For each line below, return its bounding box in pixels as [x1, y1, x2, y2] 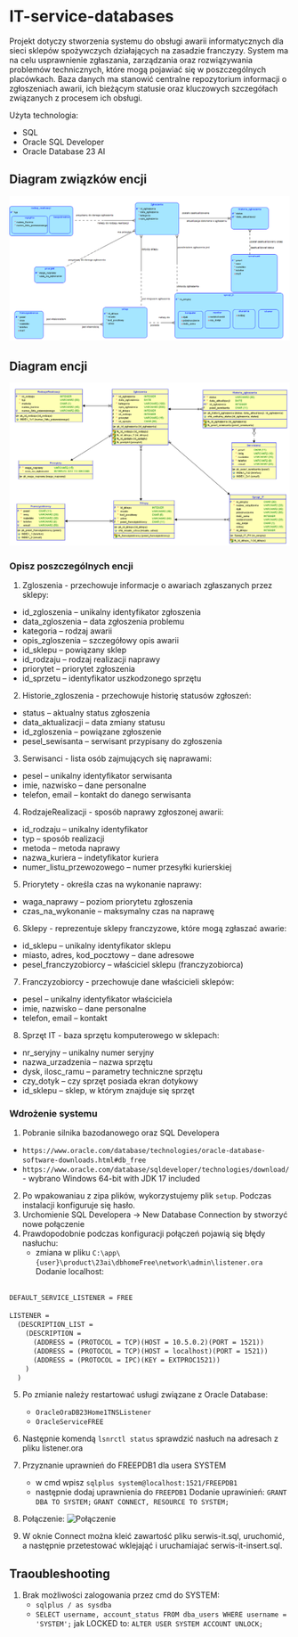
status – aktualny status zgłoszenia [21, 708, 150, 718]
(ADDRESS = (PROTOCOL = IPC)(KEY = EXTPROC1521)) [32, 1356, 221, 1365]
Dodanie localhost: [35, 1266, 105, 1277]
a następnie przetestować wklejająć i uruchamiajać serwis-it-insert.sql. [21, 1540, 283, 1551]
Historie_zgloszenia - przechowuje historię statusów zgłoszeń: [21, 691, 252, 701]
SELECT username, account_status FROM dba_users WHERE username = [35, 1610, 287, 1619]
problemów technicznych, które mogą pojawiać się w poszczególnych [9, 64, 267, 75]
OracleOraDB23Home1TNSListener [35, 1408, 152, 1418]
